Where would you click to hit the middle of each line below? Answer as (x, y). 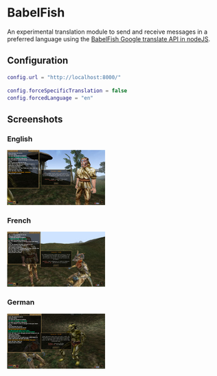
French (19, 220)
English (20, 139)
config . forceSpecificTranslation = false (67, 91)
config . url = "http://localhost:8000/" (64, 77)
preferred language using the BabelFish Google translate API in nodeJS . (109, 38)
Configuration (38, 61)
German (21, 302)
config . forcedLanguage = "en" (50, 98)
